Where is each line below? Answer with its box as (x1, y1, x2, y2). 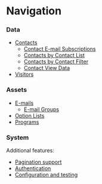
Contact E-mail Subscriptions (23, 45, 96, 53)
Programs (14, 118, 39, 125)
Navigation (6, 4, 61, 18)
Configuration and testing (14, 171, 78, 179)
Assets (6, 85, 27, 94)
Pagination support (14, 158, 62, 165)
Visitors (14, 70, 34, 78)
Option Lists (14, 112, 45, 119)
